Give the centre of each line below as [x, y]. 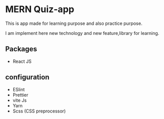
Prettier [20, 95]
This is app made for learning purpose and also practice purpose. [74, 23]
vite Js [20, 100]
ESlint [19, 89]
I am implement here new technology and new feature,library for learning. [82, 33]
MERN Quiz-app [40, 9]
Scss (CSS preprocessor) [39, 111]
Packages [21, 49]
